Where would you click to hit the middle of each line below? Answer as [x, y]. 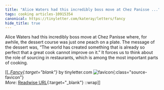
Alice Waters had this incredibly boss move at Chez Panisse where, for [76, 37]
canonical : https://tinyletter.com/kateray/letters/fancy [65, 18]
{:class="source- [130, 72]
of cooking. [17, 63]
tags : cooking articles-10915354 [39, 14]
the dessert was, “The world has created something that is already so [75, 47]
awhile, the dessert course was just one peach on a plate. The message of [80, 42]
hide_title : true [23, 23]
